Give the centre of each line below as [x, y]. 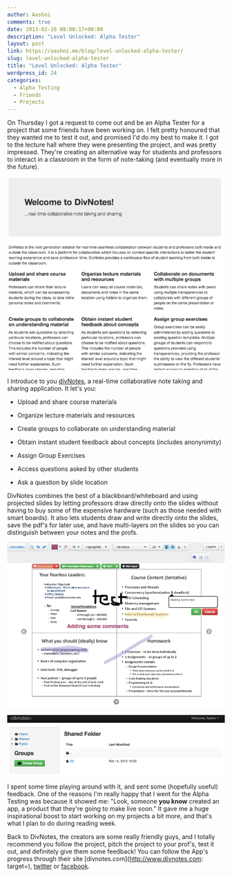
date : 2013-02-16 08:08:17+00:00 [55, 29]
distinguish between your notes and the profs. [72, 533]
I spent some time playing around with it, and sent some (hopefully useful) [113, 786]
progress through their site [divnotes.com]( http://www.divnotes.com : [105, 858]
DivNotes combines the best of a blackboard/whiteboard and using [103, 496]
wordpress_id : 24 [32, 73]
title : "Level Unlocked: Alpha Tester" [65, 66]
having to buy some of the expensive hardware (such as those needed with [114, 510]
